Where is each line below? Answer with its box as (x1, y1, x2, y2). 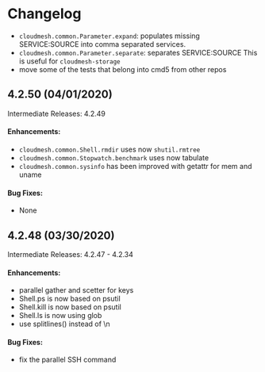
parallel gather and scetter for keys (18, 286, 134, 295)
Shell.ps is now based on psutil (18, 294, 121, 304)
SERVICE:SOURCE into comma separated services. (18, 39, 186, 48)
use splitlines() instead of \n (18, 319, 110, 329)
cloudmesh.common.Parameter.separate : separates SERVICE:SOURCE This (18, 48, 258, 57)
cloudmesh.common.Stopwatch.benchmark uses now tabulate (18, 152, 209, 163)
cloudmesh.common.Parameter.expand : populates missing (18, 31, 200, 40)
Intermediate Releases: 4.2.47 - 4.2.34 (7, 249, 134, 259)
